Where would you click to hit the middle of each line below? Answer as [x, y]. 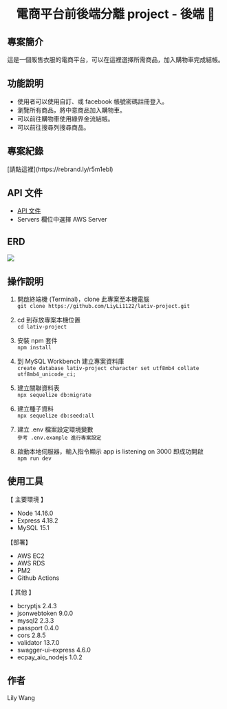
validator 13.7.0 [38, 642]
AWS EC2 [31, 556]
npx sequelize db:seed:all [56, 416]
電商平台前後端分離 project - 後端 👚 [116, 14]
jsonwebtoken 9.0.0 [45, 613]
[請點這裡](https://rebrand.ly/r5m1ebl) [60, 169]
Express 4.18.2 [37, 520]
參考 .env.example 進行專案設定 [59, 438]
